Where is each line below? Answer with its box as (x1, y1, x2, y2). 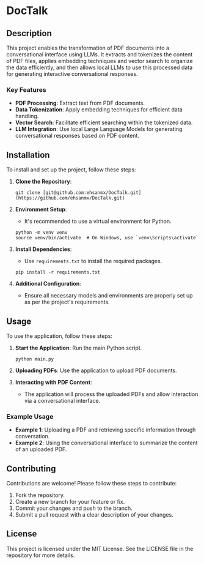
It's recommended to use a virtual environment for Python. (24, 218, 172, 225)
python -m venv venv (15, 230, 68, 236)
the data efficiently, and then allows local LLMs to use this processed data (6, 64, 193, 71)
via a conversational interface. (24, 397, 101, 404)
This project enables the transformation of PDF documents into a (6, 44, 170, 51)
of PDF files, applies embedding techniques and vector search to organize (6, 58, 194, 64)
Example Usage (6, 412, 54, 421)
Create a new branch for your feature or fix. (15, 498, 125, 506)
